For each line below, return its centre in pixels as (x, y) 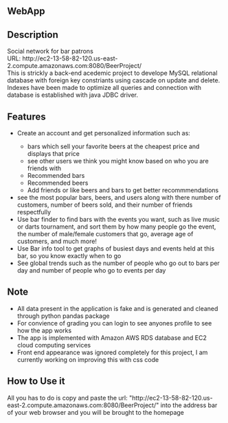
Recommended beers (58, 183)
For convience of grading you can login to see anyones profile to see (114, 323)
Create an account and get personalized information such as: (104, 133)
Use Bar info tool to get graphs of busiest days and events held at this (116, 249)
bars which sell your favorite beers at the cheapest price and (113, 146)
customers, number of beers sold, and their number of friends (105, 205)
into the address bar (189, 405)
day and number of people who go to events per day (91, 271)
